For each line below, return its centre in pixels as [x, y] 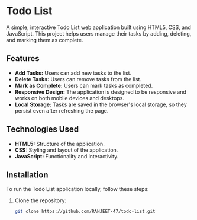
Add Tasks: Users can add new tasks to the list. [73, 73]
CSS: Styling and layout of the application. [66, 150]
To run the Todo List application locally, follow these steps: [77, 189]
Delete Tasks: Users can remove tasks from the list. [78, 79]
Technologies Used [42, 130]
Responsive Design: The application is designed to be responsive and [100, 92]
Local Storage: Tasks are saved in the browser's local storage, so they [101, 104]
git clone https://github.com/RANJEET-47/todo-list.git [85, 212]
